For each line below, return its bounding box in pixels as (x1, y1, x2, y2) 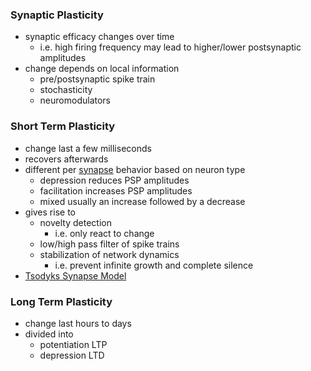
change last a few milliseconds (24, 142, 152, 154)
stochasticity (39, 84, 93, 96)
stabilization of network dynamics (39, 248, 180, 260)
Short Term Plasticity (10, 119, 116, 133)
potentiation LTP (39, 338, 108, 350)
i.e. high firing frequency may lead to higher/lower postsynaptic (39, 41, 302, 53)
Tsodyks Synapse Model (24, 269, 127, 282)
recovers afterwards (24, 153, 109, 165)
